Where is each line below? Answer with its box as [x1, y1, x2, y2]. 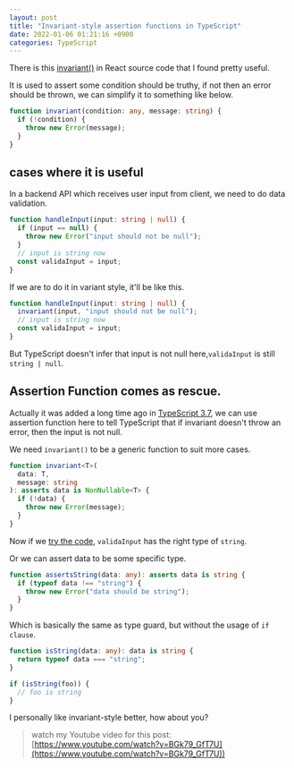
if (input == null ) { [17, 224, 98, 233]
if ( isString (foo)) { [9, 679, 90, 688]
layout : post [9, 13, 58, 22]
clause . [9, 629, 36, 640]
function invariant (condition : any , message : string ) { [9, 107, 222, 116]
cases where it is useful [9, 165, 144, 180]
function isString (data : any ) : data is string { [9, 646, 194, 656]
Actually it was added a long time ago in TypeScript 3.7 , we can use [9, 407, 257, 418]
